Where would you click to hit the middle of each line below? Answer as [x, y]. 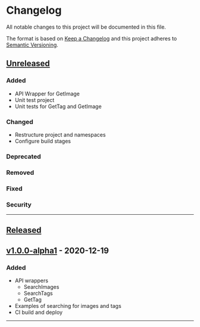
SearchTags [38, 294]
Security [19, 205]
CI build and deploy [39, 312]
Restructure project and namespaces [60, 134]
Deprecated [24, 156]
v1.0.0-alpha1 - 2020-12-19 [57, 250]
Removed [20, 172]
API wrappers [32, 280]
